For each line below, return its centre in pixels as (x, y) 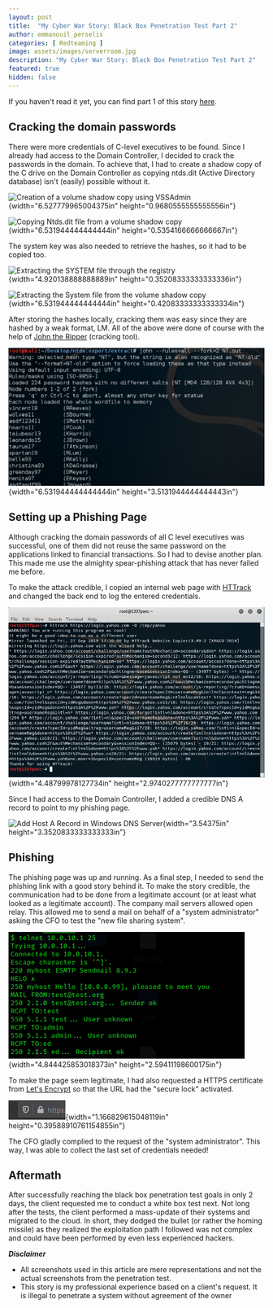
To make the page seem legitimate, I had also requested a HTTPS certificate (136, 1080)
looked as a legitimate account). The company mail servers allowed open (131, 903)
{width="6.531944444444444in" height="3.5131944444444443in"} (123, 492)
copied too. (28, 254)
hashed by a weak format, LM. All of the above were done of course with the (136, 328)
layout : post (30, 17)
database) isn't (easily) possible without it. (79, 181)
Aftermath (35, 1175)
